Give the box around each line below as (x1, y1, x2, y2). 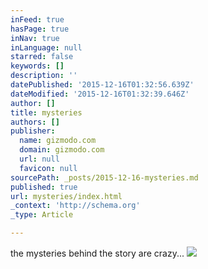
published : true (10, 182, 78, 192)
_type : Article (10, 210, 74, 220)
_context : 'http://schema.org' (10, 201, 141, 211)
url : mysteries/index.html (10, 191, 123, 201)
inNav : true (10, 33, 60, 43)
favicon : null (19, 163, 78, 173)
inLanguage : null (10, 42, 83, 53)
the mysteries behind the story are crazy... (10, 247, 185, 259)
